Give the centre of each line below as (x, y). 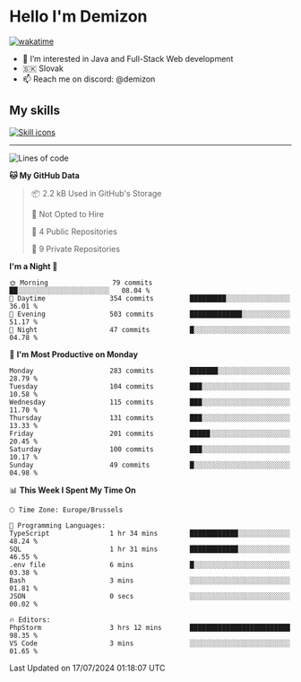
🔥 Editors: (30, 620)
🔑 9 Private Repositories (76, 249)
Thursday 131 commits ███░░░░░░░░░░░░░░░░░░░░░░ (150, 418)
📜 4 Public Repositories (74, 232)
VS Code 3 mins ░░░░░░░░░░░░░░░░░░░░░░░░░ (150, 643)
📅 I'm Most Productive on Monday (74, 354)
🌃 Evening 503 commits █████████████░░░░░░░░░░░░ (150, 314)
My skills (35, 111)
